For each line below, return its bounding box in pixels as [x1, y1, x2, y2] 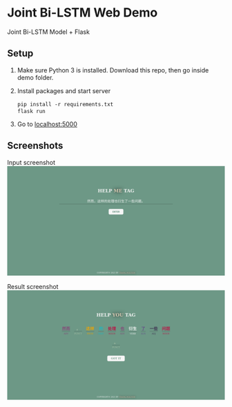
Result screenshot [7, 282, 59, 290]
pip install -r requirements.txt [17, 101, 114, 108]
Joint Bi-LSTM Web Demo [7, 5, 158, 21]
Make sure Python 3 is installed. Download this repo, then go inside [17, 66, 209, 74]
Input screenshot [7, 158, 56, 166]
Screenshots [7, 140, 64, 152]
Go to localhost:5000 [17, 119, 78, 128]
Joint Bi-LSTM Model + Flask [7, 28, 90, 36]
